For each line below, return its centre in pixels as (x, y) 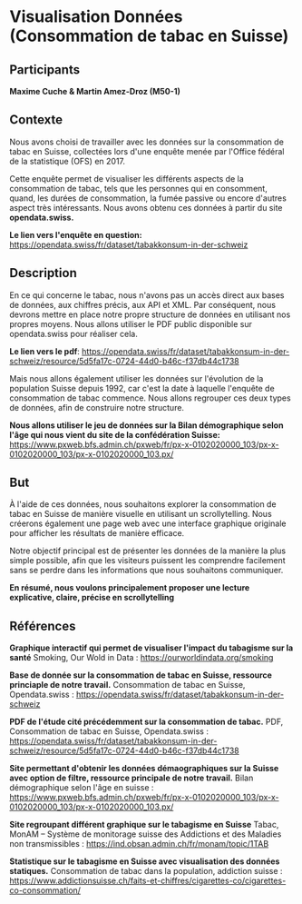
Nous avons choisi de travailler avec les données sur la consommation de (146, 142)
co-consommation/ (45, 890)
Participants (44, 70)
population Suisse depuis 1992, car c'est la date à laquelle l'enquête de (142, 388)
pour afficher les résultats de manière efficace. (97, 533)
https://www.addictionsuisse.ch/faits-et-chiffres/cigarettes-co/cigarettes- (148, 881)
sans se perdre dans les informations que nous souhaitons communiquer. (146, 571)
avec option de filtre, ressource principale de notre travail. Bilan (132, 778)
